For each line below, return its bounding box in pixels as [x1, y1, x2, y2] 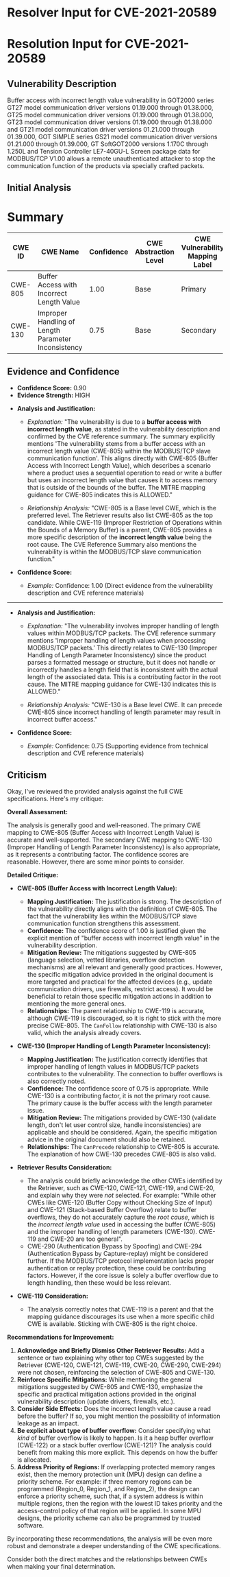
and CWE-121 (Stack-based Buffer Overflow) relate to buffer [27, 1206, 197, 1214]
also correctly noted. [27, 1077, 86, 1085]
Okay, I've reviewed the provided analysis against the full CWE [7, 787, 183, 796]
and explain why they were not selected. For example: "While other [27, 1191, 217, 1200]
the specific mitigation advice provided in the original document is [27, 971, 214, 979]
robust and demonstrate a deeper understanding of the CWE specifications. [7, 1542, 221, 1550]
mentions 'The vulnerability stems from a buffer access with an [27, 440, 205, 448]
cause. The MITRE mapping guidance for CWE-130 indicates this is [27, 680, 217, 689]
